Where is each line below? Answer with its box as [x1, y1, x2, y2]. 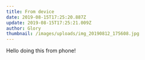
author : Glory [6, 25, 42, 31]
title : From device [6, 8, 55, 15]
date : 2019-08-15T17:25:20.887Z [6, 14, 86, 20]
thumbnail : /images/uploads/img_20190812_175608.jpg [6, 31, 140, 37]
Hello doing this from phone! [6, 47, 76, 54]
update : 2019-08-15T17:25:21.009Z [6, 20, 92, 26]
